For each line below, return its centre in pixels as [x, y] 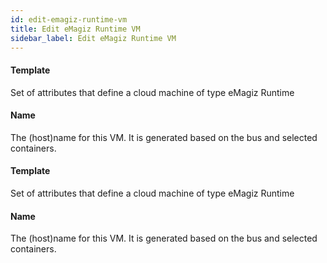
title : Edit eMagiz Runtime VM [75, 29]
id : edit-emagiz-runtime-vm [69, 19]
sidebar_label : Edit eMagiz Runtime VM [93, 38]
